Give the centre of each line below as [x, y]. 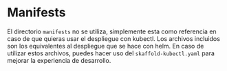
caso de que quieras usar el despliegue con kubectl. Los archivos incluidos [113, 38]
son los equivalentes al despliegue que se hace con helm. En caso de [106, 46]
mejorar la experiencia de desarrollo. [59, 60]
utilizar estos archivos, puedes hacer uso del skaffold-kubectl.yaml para [111, 53]
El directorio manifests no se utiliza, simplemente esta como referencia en [112, 31]
